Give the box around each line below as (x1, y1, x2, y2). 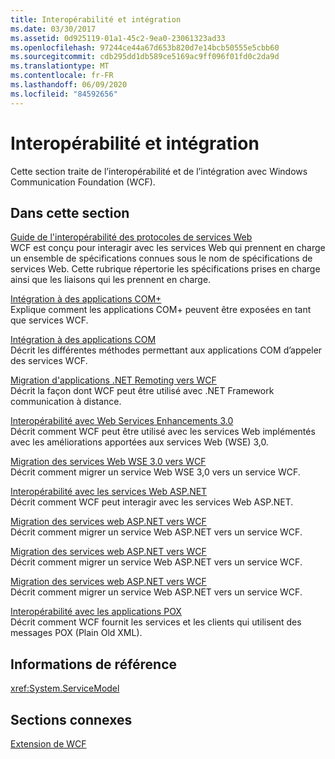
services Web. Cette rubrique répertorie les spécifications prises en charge (10, 263, 321, 275)
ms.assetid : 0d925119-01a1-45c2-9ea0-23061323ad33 (10, 33, 226, 43)
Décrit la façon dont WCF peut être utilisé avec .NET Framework (10, 385, 275, 397)
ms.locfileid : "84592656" (10, 89, 118, 99)
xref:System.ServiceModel (10, 682, 120, 695)
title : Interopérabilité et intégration (10, 14, 182, 25)
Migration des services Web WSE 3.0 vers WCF (10, 456, 207, 468)
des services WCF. (10, 355, 88, 367)
